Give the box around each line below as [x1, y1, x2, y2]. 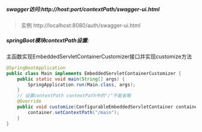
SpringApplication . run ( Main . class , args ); [28, 82, 136, 88]
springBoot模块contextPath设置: [6, 37, 89, 44]
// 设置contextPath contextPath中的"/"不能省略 [17, 93, 131, 99]
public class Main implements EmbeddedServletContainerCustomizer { [6, 70, 182, 76]
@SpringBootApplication [6, 65, 66, 71]
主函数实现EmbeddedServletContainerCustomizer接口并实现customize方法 [6, 53, 192, 60]
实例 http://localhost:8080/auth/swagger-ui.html [20, 22, 141, 29]
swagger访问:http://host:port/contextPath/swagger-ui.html [6, 5, 160, 13]
